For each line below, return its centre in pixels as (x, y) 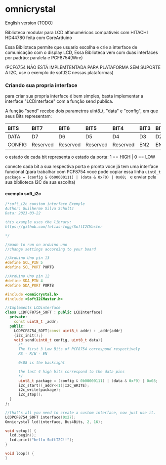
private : (19, 317)
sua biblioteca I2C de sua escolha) (40, 182)
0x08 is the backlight (41, 363)
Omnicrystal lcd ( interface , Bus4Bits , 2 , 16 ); (54, 422)
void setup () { (21, 431)
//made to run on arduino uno (36, 245)
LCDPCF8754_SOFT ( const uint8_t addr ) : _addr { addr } (68, 331)
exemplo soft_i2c (23, 193)
